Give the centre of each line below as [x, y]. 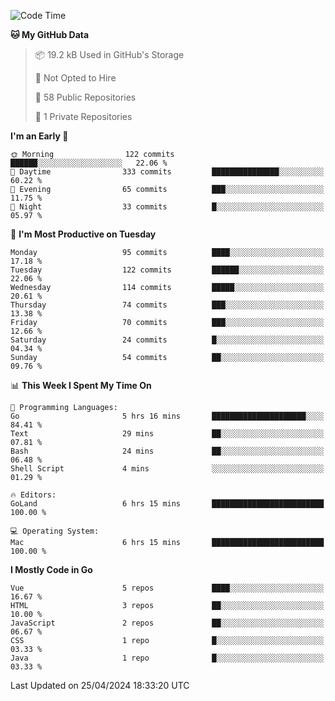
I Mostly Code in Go [51, 569]
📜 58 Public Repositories [85, 97]
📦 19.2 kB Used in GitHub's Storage [109, 54]
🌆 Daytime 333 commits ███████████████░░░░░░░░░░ [167, 172]
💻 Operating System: [55, 531]
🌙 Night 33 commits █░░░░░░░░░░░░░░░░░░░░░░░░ [167, 207]
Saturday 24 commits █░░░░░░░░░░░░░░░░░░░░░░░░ [167, 340]
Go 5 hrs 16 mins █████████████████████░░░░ [167, 416]
